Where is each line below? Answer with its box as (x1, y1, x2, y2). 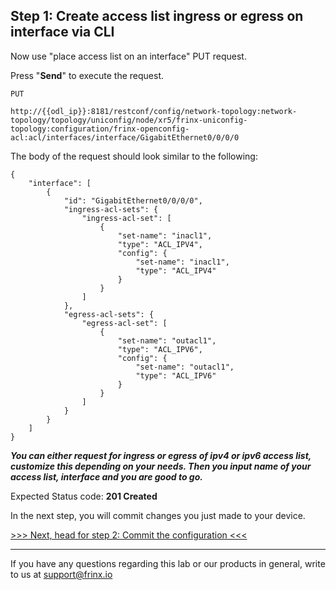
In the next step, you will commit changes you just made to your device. (10, 509, 306, 521)
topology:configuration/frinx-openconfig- (10, 124, 190, 134)
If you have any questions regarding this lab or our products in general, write (10, 557, 326, 569)
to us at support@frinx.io (10, 568, 113, 580)
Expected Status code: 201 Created (10, 490, 158, 502)
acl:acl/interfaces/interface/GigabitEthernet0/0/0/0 (10, 132, 240, 143)
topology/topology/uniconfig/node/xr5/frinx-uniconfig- (10, 115, 248, 125)
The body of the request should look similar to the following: (10, 150, 258, 162)
